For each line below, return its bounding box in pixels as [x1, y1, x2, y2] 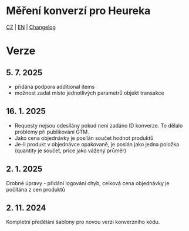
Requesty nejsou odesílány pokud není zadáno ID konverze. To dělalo [14, 122, 183, 129]
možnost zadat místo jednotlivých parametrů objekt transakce [14, 89, 164, 96]
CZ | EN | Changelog [6, 24, 56, 31]
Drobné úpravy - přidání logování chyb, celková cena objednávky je [6, 179, 170, 186]
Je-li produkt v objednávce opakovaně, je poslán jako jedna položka [14, 140, 180, 148]
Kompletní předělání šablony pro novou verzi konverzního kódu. [6, 219, 160, 226]
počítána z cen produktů [6, 186, 66, 193]
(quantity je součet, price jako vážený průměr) [14, 147, 127, 154]
